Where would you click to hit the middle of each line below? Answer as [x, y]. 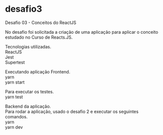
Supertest [15, 62]
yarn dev [14, 127]
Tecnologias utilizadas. [28, 46]
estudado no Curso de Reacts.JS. [39, 37]
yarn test [14, 97]
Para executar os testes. [29, 91]
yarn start [15, 82]
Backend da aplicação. [28, 106]
